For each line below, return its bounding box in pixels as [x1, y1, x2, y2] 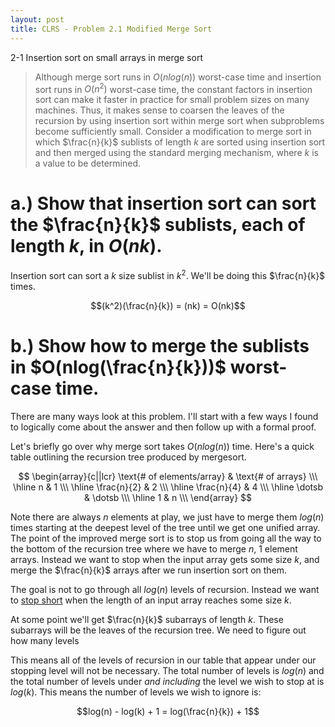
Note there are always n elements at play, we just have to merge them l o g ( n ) [10, 511, 325, 523]
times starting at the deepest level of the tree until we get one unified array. [10, 521, 321, 533]
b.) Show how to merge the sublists [10, 334, 310, 357]
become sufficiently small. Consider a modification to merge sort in [34, 126, 312, 138]
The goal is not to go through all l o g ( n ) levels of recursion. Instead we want [10, 583, 320, 595]
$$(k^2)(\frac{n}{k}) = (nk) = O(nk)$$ [90, 299, 246, 311]
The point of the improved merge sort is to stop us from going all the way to [10, 532, 322, 544]
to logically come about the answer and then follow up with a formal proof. [10, 421, 317, 433]
